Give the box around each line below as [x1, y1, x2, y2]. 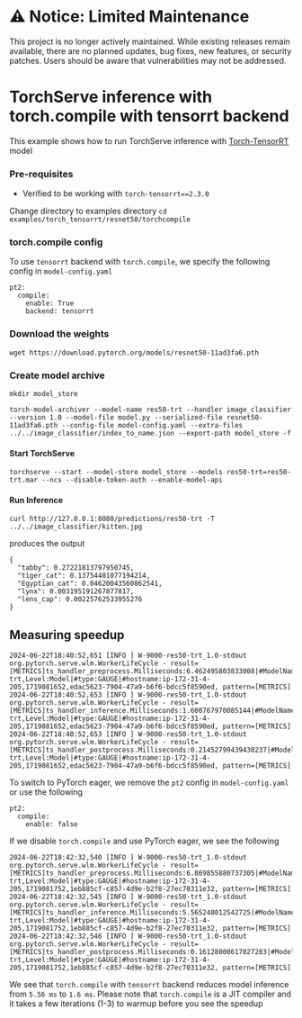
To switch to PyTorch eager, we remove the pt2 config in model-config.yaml [9, 777, 289, 788]
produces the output [9, 538, 85, 549]
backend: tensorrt [25, 307, 94, 316]
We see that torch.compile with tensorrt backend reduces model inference [9, 979, 289, 990]
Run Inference [9, 494, 64, 505]
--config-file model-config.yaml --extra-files [61, 421, 244, 430]
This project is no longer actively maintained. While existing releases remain [9, 36, 290, 47]
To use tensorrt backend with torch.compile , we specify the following [9, 257, 271, 267]
